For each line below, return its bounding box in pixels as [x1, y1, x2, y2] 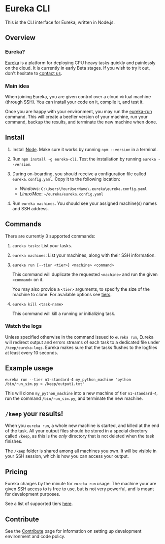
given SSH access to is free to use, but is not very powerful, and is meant [5, 486, 154, 492]
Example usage [5, 364, 53, 373]
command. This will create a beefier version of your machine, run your [5, 114, 148, 119]
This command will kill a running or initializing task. [12, 311, 116, 316]
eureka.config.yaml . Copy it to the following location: [12, 176, 121, 182]
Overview [5, 34, 36, 42]
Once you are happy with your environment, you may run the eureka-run [5, 108, 152, 114]
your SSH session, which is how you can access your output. [5, 453, 129, 459]
